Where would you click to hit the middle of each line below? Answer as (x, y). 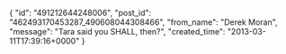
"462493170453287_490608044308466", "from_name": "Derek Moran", (143, 22)
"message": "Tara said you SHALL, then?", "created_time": (117, 31)
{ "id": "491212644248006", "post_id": (80, 13)
